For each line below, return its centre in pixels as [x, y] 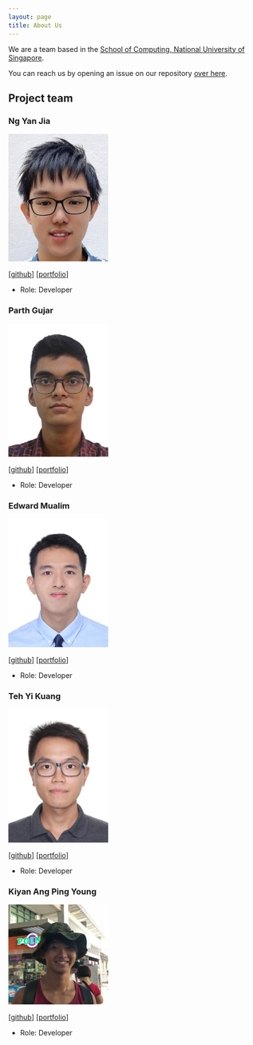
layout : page [30, 17]
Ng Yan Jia [30, 121]
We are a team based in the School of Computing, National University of [126, 49]
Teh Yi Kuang [35, 696]
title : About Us [35, 25]
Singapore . [26, 58]
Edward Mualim [39, 505]
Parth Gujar [31, 310]
